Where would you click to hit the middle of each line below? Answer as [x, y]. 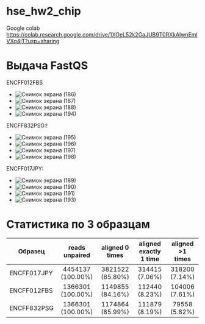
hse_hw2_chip [44, 11]
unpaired [77, 255]
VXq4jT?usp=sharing [33, 41]
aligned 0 [115, 247]
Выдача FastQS [47, 66]
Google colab [23, 28]
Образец [31, 251]
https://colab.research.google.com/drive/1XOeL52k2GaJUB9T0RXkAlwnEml [102, 34]
